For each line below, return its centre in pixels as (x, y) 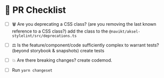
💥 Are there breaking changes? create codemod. (62, 60)
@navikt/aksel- (125, 32)
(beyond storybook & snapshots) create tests (58, 51)
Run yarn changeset (32, 70)
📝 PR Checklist (35, 10)
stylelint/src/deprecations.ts (44, 36)
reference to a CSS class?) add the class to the (60, 31)
